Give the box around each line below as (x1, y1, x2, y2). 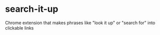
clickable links (5, 25, 34, 31)
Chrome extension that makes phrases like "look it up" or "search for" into (5, 20, 156, 26)
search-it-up (5, 3, 59, 15)
